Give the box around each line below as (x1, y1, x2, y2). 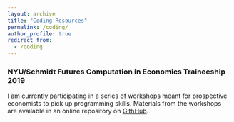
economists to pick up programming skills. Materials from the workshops (7, 99, 222, 108)
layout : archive (7, 10, 56, 18)
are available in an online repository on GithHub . (7, 107, 149, 116)
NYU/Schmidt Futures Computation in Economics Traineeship (7, 67, 226, 77)
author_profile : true (7, 30, 72, 38)
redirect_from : (7, 37, 53, 44)
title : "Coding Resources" (7, 17, 88, 24)
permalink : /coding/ (7, 23, 69, 30)
